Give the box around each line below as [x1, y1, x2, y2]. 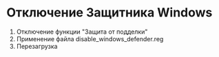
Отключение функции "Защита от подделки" [16, 27, 148, 36]
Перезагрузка [16, 42, 58, 50]
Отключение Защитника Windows [6, 5, 213, 21]
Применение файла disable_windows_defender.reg [16, 34, 164, 43]
